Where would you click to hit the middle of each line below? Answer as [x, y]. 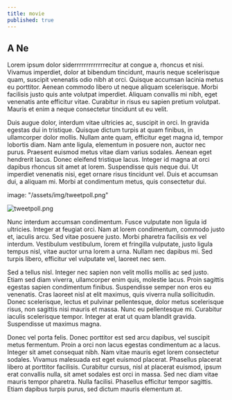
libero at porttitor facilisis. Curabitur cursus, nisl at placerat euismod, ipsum [114, 367]
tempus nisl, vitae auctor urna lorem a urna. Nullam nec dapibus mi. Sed [110, 251]
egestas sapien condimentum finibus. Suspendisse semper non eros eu [109, 287]
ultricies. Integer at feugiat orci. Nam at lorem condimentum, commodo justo [116, 229]
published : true [30, 20]
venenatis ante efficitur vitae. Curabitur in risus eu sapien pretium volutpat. [114, 102]
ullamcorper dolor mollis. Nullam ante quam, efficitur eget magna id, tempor [115, 137]
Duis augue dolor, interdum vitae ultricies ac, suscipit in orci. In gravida [108, 123]
